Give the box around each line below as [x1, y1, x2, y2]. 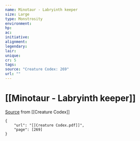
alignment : [5, 39, 28, 44]
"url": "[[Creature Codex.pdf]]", [14, 123, 84, 128]
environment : [5, 21, 32, 26]
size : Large [5, 12, 29, 17]
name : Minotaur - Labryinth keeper [5, 7, 78, 12]
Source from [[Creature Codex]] [5, 109, 70, 115]
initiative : [5, 35, 29, 40]
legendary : [5, 44, 28, 49]
